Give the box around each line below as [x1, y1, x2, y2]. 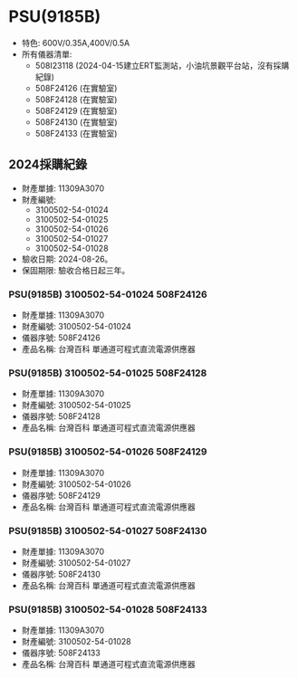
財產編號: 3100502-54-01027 [21, 557, 131, 568]
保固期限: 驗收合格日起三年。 [21, 264, 130, 275]
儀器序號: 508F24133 [21, 647, 101, 658]
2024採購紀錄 [8, 157, 88, 173]
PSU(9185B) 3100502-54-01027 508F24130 [8, 524, 207, 537]
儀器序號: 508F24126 [21, 332, 101, 343]
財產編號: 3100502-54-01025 [21, 400, 131, 411]
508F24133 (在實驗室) [34, 128, 118, 138]
